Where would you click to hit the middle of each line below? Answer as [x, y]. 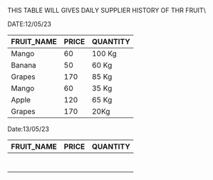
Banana [24, 65]
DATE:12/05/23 [30, 24]
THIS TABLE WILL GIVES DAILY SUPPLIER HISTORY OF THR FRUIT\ [107, 10]
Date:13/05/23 [28, 129]
